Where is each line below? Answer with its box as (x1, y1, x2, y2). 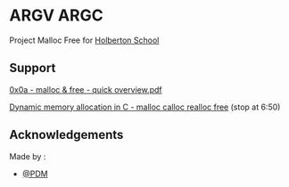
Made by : (9, 150, 46, 161)
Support (9, 61, 56, 76)
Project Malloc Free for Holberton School (9, 35, 160, 45)
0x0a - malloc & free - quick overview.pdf (9, 84, 162, 94)
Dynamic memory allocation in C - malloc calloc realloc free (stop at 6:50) (9, 102, 281, 112)
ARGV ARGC (9, 5, 104, 26)
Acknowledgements (9, 127, 124, 142)
